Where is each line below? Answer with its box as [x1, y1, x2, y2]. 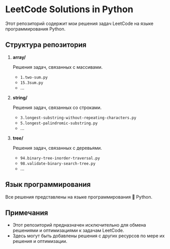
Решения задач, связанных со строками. [12, 104, 102, 110]
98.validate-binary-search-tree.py [20, 161, 95, 166]
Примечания [5, 208, 48, 217]
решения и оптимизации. [12, 238, 67, 244]
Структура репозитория [5, 41, 87, 49]
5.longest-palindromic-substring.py [20, 121, 98, 126]
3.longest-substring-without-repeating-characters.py [20, 115, 137, 120]
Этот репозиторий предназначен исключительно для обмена [12, 222, 146, 228]
